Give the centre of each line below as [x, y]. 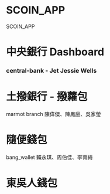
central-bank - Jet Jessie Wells [51, 71]
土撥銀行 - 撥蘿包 [47, 97]
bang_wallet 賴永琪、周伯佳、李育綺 [49, 157]
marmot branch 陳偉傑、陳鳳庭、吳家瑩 [54, 114]
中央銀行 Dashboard [55, 52]
